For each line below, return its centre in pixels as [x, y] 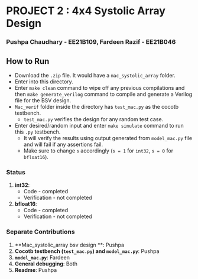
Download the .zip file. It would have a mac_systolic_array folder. [95, 75]
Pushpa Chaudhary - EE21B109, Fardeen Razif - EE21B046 [91, 42]
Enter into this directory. [44, 82]
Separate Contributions [40, 232]
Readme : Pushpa [36, 270]
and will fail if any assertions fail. [63, 144]
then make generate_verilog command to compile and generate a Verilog [103, 94]
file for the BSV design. [43, 100]
